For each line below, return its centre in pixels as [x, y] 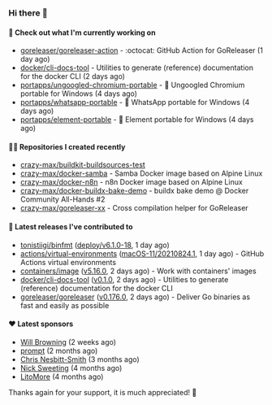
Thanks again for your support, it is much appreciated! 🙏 [103, 392]
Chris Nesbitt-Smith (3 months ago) [80, 359]
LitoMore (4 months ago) [62, 377]
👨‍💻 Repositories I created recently [67, 146]
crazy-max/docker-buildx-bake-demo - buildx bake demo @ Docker [134, 191]
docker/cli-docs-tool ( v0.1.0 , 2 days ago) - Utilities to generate [124, 279]
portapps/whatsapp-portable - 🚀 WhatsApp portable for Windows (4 [135, 102]
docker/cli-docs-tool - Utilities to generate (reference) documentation [137, 67]
